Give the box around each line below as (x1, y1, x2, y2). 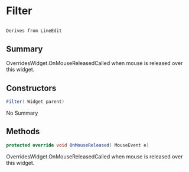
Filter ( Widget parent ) (6, 99, 65, 105)
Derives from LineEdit (6, 28, 62, 34)
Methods (6, 126, 40, 137)
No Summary (6, 109, 38, 116)
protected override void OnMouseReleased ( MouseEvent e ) (6, 142, 149, 148)
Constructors (6, 83, 57, 93)
